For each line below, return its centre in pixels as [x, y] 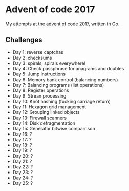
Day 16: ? [22, 134]
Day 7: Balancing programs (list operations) [58, 85]
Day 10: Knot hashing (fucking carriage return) [62, 101]
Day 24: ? [23, 178]
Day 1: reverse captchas [38, 52]
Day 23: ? [23, 172]
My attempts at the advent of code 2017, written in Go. [62, 24]
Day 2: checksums [32, 58]
